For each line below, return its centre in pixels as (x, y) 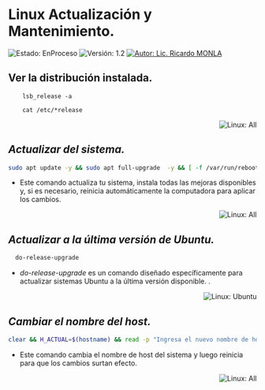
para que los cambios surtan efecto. (78, 363)
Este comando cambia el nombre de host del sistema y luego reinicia (131, 354)
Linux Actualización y (80, 15)
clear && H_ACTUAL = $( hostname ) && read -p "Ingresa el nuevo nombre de (128, 339)
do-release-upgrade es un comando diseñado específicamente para (131, 273)
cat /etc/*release (52, 110)
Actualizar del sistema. (67, 150)
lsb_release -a (47, 96)
